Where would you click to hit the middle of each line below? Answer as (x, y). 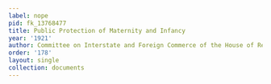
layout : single (34, 61)
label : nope (28, 16)
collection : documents (46, 68)
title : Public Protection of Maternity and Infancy (97, 30)
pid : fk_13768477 (38, 23)
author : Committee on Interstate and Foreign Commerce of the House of (131, 46)
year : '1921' (30, 38)
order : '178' (30, 53)
